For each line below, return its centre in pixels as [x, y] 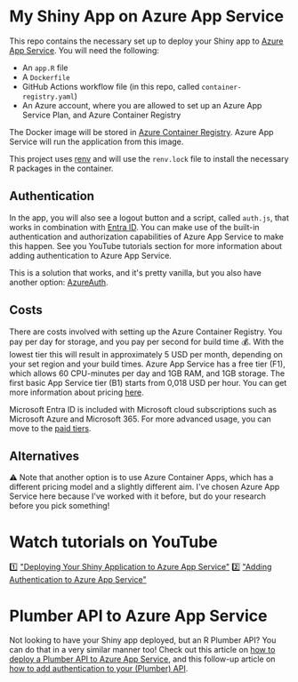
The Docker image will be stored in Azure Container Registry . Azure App [141, 132]
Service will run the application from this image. [97, 141]
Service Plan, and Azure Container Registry [101, 115]
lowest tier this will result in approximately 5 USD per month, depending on [146, 354]
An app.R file [45, 68]
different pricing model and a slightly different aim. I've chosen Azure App [145, 487]
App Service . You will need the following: [85, 50]
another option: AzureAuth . [59, 282]
